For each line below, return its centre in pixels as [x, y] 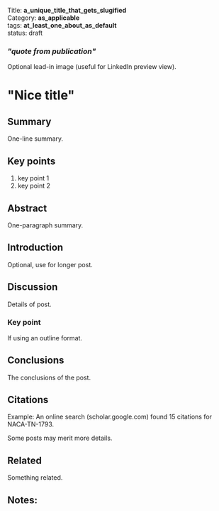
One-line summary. [35, 139]
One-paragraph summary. [45, 225]
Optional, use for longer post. [50, 264]
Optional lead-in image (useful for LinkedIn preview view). [92, 67]
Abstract [27, 208]
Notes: [22, 500]
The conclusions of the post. [49, 377]
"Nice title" [41, 96]
